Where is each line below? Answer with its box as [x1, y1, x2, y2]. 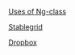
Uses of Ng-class [8, 7, 67, 16]
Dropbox [8, 37, 38, 47]
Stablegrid [8, 22, 43, 31]
